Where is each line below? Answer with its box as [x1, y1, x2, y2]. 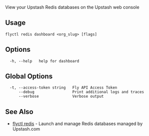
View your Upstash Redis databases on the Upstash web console [5, 4, 139, 10]
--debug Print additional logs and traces [18, 90, 144, 95]
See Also [5, 107, 33, 116]
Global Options [5, 72, 53, 81]
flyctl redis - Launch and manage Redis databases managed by [12, 121, 143, 127]
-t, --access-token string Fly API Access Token [9, 85, 117, 90]
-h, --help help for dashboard [9, 58, 79, 64]
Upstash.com [12, 126, 40, 132]
